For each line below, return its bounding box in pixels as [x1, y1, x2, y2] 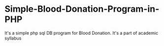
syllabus [4, 35, 22, 41]
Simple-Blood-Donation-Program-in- [4, 3, 160, 15]
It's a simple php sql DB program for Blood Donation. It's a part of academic [4, 30, 159, 36]
